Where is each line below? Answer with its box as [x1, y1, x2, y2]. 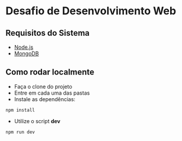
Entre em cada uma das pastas [14, 89, 90, 96]
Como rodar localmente [5, 67, 95, 77]
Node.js [14, 43, 34, 51]
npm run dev [5, 129, 35, 135]
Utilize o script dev [14, 117, 60, 124]
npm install [5, 107, 35, 113]
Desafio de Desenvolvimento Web [5, 4, 176, 18]
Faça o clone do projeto [14, 83, 72, 90]
